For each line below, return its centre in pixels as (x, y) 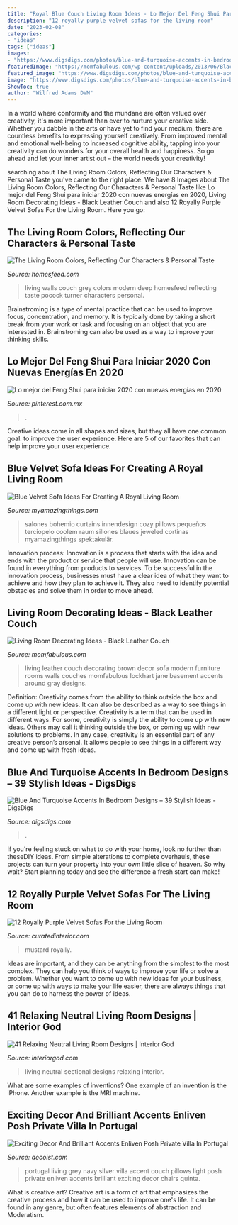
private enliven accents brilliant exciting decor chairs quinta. (112, 1178)
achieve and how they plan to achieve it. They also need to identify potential (118, 583)
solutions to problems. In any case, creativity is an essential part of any (111, 735)
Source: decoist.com (38, 1157)
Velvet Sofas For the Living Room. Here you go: (76, 210)
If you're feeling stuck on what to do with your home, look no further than (114, 849)
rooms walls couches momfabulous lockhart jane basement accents (124, 676)
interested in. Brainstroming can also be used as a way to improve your (111, 331)
